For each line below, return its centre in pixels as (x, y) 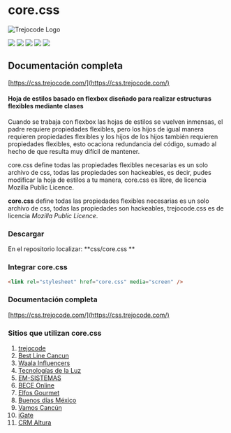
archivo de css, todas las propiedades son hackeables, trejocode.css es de (116, 208)
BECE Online (36, 385)
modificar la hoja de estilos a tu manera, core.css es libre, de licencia (107, 180)
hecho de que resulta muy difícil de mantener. (74, 151)
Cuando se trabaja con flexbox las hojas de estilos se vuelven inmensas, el (115, 122)
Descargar (26, 234)
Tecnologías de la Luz (50, 371)
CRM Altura (35, 423)
